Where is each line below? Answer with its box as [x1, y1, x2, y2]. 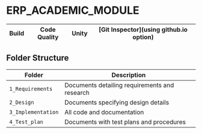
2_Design [9, 99, 34, 106]
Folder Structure [6, 53, 69, 63]
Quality [37, 32, 59, 41]
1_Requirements [9, 85, 53, 92]
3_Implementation [9, 109, 59, 115]
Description [111, 70, 146, 79]
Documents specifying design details [64, 98, 170, 106]
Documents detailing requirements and [64, 81, 174, 89]
